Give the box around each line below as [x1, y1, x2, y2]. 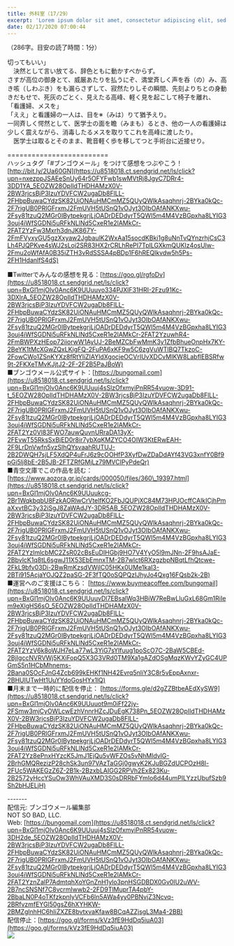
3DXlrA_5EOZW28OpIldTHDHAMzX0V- [7, 293, 120, 301]
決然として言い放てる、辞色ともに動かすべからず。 [13, 67, 159, 76]
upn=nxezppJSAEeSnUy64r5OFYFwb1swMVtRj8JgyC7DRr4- [7, 174, 184, 182]
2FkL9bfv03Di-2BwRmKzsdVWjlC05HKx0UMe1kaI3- [7, 564, 159, 572]
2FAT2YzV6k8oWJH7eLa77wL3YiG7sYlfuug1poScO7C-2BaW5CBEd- [7, 646, 205, 654]
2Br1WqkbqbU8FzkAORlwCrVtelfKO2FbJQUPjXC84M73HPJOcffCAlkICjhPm [7, 496, 226, 505]
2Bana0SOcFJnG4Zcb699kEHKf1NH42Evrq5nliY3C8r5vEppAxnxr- [7, 668, 200, 677]
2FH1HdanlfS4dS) [7, 256, 59, 264]
